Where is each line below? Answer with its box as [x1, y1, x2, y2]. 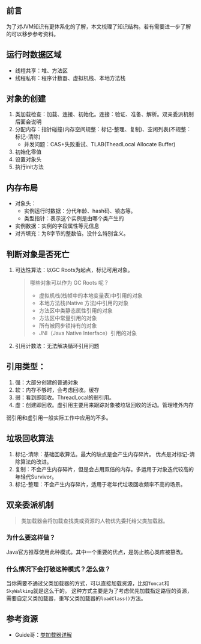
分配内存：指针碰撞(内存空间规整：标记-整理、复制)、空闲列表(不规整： [14, 126, 192, 133]
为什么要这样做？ [6, 533, 56, 542]
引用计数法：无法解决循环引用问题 [14, 342, 100, 350]
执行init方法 [14, 163, 44, 170]
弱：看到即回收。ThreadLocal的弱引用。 [14, 394, 115, 401]
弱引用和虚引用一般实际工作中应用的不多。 [6, 414, 112, 421]
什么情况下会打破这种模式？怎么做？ [6, 565, 111, 573]
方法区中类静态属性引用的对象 [38, 307, 113, 314]
